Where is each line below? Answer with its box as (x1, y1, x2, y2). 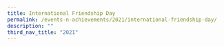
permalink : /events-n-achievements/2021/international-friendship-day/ (7, 16, 217, 23)
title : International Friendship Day (7, 9, 116, 17)
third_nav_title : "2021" (7, 28, 79, 36)
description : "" (7, 22, 54, 29)
